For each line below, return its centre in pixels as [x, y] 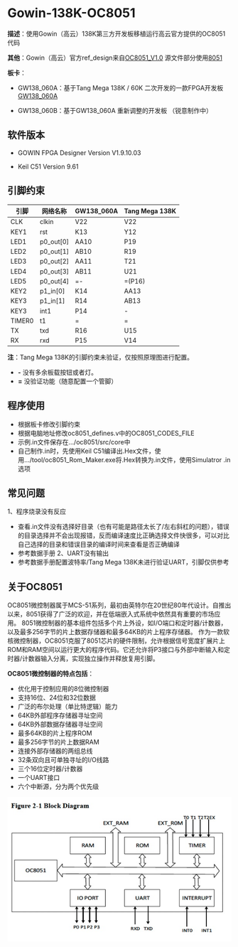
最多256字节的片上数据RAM [58, 742]
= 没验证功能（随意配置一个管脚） [67, 381]
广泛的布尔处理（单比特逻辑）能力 [67, 707]
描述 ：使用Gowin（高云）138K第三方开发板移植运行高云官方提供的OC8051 [117, 33]
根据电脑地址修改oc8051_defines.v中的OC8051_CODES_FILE [106, 433]
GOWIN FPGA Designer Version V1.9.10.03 [79, 153]
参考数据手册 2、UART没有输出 [63, 553]
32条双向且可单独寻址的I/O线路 [63, 760]
